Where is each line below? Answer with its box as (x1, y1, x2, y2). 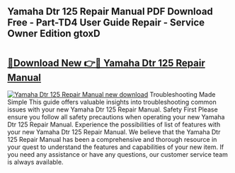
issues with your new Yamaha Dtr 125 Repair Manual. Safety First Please (7, 105, 218, 114)
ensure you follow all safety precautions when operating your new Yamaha (7, 113, 225, 121)
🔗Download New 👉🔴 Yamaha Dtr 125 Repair (7, 56, 205, 69)
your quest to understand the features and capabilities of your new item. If (7, 143, 224, 151)
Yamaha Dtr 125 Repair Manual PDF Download (7, 6, 214, 18)
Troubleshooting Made (149, 90, 216, 98)
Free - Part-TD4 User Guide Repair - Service (7, 17, 205, 29)
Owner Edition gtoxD (7, 28, 101, 40)
